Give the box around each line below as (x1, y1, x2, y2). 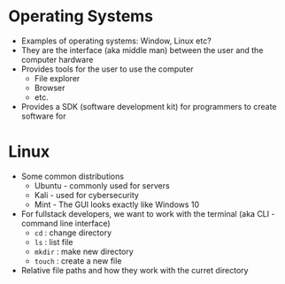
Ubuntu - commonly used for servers (34, 180, 170, 191)
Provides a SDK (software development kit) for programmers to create (20, 101, 277, 111)
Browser (34, 82, 65, 93)
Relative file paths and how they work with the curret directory (20, 265, 249, 275)
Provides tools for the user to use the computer (20, 64, 194, 74)
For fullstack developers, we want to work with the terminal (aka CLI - (20, 208, 275, 219)
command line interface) (20, 218, 112, 228)
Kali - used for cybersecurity (34, 189, 139, 200)
